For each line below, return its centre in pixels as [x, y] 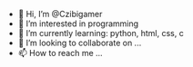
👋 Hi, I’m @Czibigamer [60, 14]
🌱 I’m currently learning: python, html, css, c [101, 33]
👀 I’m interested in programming [78, 24]
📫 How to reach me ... [60, 53]
